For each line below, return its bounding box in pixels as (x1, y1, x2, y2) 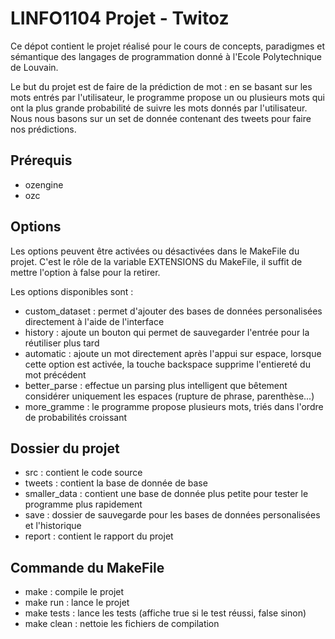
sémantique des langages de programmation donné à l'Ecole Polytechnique (10, 50, 322, 62)
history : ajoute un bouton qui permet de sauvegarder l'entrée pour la (24, 326, 310, 338)
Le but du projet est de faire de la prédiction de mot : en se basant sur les (10, 80, 313, 92)
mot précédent (24, 368, 87, 381)
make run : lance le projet (24, 597, 130, 609)
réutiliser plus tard (24, 337, 100, 349)
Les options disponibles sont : (10, 285, 134, 297)
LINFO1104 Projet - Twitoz (10, 7, 230, 30)
